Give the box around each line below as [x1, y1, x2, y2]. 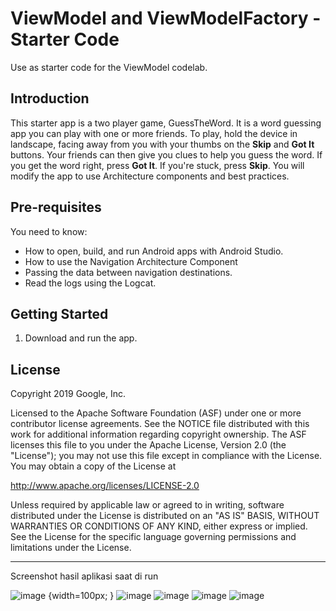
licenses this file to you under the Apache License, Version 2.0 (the [10, 439, 287, 451]
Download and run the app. [24, 332, 138, 344]
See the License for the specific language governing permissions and [10, 531, 297, 543]
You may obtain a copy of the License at [10, 460, 177, 472]
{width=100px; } [48, 590, 115, 602]
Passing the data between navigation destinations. [24, 266, 233, 278]
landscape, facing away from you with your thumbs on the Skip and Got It [10, 138, 315, 150]
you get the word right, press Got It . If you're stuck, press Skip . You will [10, 159, 305, 171]
